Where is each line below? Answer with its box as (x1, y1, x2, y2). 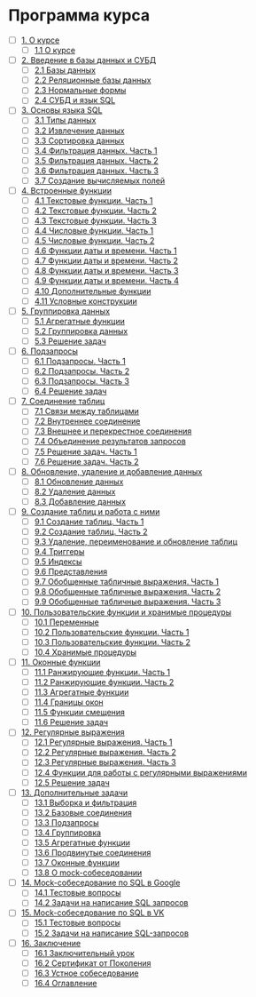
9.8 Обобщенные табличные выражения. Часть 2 (34, 586, 221, 597)
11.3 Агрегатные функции (34, 687, 129, 698)
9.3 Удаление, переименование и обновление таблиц (34, 537, 238, 547)
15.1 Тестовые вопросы (34, 917, 121, 929)
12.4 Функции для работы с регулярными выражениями (34, 767, 247, 778)
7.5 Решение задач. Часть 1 (34, 446, 138, 457)
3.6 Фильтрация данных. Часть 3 (34, 165, 159, 176)
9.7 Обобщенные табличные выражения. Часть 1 (34, 577, 219, 587)
